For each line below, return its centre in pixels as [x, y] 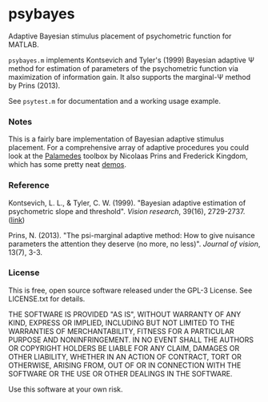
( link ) [17, 220]
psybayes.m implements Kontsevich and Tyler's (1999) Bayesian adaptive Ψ [131, 60]
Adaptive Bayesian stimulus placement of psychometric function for [120, 36]
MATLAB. [24, 44]
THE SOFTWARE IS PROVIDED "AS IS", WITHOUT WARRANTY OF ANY [125, 314]
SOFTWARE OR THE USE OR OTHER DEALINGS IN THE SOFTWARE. [120, 373]
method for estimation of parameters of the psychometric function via [123, 68]
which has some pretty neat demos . [67, 165]
